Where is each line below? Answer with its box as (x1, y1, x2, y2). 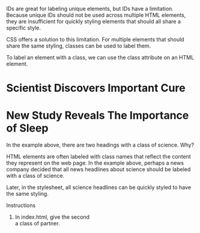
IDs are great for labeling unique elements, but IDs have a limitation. (6, 5, 174, 12)
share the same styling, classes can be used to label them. (6, 42, 151, 49)
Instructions (6, 202, 36, 209)
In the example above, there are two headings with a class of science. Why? (6, 141, 195, 149)
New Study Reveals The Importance (6, 109, 189, 123)
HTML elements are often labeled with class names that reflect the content (6, 153, 191, 160)
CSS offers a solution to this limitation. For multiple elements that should (6, 36, 184, 43)
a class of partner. (14, 220, 60, 227)
